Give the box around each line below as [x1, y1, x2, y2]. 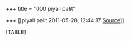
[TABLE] [5, 28, 27, 36]
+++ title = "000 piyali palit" [5, 5, 76, 12]
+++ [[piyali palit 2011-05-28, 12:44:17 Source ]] [5, 17, 125, 24]
